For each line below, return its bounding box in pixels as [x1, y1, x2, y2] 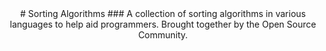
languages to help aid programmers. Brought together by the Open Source [9, 18, 317, 30]
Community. [138, 29, 188, 41]
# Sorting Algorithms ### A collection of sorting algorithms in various [19, 8, 307, 19]
